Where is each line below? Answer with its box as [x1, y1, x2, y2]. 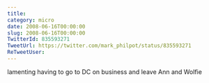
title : [7, 10, 26, 17]
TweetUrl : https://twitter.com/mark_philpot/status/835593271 [7, 42, 192, 49]
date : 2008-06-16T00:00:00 [7, 23, 86, 30]
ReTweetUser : [7, 49, 45, 56]
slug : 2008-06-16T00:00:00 [7, 29, 86, 37]
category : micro [7, 17, 54, 24]
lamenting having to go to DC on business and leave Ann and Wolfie [7, 67, 202, 76]
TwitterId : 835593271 [7, 36, 70, 43]
